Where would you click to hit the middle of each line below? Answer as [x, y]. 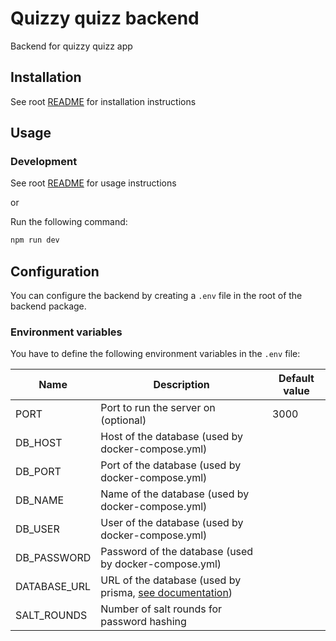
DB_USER [37, 529]
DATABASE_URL [53, 587]
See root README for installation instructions [103, 101]
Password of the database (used [177, 552]
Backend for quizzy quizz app [71, 46]
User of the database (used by [172, 523]
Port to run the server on [158, 408]
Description [181, 385]
